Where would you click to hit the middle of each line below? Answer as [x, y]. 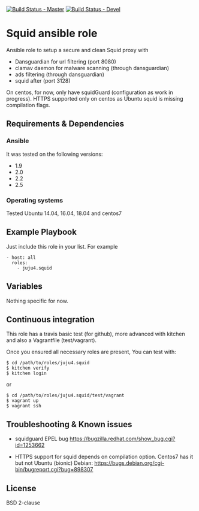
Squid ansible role [52, 34]
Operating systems [35, 200]
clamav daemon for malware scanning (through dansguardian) [92, 68]
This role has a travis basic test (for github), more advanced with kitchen [96, 334]
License [21, 488]
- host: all [21, 258]
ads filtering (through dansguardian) [60, 74]
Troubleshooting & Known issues [69, 424]
